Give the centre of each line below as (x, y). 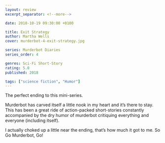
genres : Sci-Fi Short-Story (34, 63)
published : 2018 (22, 72)
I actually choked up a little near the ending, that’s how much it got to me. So (83, 130)
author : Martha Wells (27, 37)
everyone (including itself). (32, 120)
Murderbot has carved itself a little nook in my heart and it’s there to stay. (79, 105)
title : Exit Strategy (27, 32)
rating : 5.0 (17, 68)
